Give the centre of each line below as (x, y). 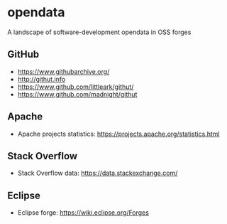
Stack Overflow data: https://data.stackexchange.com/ (98, 173)
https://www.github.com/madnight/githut (77, 94)
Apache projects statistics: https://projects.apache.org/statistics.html (118, 134)
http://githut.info (41, 79)
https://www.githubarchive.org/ (63, 71)
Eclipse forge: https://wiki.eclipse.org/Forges (83, 213)
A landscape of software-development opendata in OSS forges (99, 32)
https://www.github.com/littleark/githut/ (76, 87)
